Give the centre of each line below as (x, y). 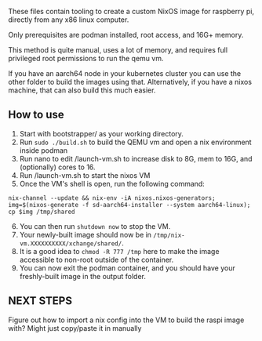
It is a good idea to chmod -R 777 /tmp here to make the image (119, 251)
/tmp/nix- (169, 235)
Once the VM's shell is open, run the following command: (112, 183)
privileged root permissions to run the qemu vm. (86, 58)
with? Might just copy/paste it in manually (75, 328)
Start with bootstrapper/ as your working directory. (102, 133)
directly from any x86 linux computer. (69, 20)
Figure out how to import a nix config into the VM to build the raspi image (126, 320)
